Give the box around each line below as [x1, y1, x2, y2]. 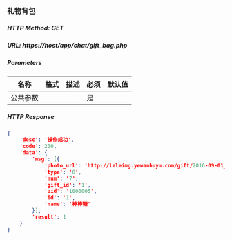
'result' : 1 [32, 213, 67, 221]
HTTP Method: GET [7, 24, 64, 32]
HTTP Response [7, 113, 55, 121]
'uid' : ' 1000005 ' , [43, 188, 97, 195]
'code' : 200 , [19, 143, 57, 150]
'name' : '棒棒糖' [43, 201, 91, 208]
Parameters [7, 59, 42, 67]
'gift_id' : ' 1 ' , [43, 181, 91, 188]
